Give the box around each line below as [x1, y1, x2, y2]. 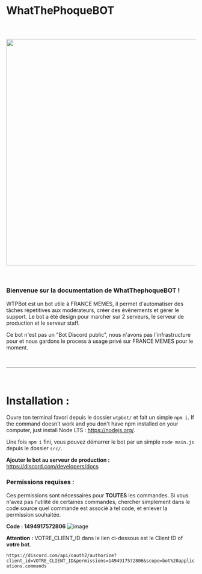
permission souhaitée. [6, 511, 61, 518]
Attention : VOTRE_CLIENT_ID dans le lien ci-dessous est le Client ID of [6, 534, 183, 541]
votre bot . [6, 541, 31, 548]
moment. [6, 343, 28, 351]
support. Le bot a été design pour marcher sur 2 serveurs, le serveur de [6, 313, 185, 320]
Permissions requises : [6, 478, 75, 486]
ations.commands [6, 563, 47, 569]
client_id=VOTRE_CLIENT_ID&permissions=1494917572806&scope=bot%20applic [6, 558, 195, 564]
